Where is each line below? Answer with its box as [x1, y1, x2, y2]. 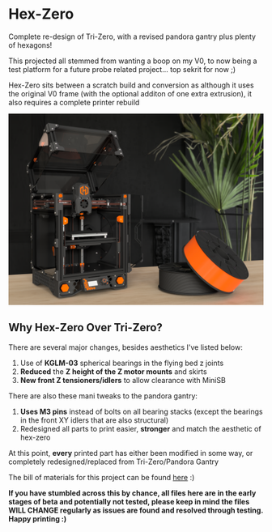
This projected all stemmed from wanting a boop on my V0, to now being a [8, 56, 257, 66]
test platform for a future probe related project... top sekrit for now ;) [8, 64, 236, 74]
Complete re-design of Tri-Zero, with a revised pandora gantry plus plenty [8, 32, 257, 41]
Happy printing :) [8, 513, 67, 523]
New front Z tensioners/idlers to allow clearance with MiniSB [19, 375, 227, 385]
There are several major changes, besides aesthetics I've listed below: [8, 342, 243, 352]
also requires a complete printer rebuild [8, 97, 140, 107]
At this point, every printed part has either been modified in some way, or [8, 448, 253, 458]
